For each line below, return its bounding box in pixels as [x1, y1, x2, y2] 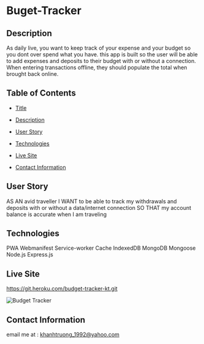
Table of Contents [6, 88, 77, 99]
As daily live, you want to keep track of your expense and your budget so [6, 44, 191, 51]
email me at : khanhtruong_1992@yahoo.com [6, 331, 119, 338]
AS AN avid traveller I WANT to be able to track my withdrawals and [6, 197, 177, 205]
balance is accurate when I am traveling [6, 211, 107, 218]
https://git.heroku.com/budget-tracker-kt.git [6, 285, 118, 293]
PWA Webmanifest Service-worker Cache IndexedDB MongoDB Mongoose [6, 244, 196, 252]
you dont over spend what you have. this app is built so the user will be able [6, 51, 198, 58]
